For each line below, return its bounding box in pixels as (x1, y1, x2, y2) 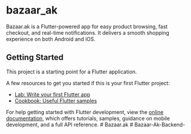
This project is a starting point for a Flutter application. (6, 68, 137, 75)
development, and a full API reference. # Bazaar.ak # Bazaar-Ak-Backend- (6, 121, 186, 128)
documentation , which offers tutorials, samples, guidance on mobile (6, 115, 170, 122)
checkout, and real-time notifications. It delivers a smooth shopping (6, 29, 170, 36)
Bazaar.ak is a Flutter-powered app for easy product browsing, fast (6, 23, 168, 30)
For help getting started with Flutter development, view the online (6, 108, 164, 115)
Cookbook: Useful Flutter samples (14, 97, 97, 104)
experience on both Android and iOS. (6, 35, 95, 42)
